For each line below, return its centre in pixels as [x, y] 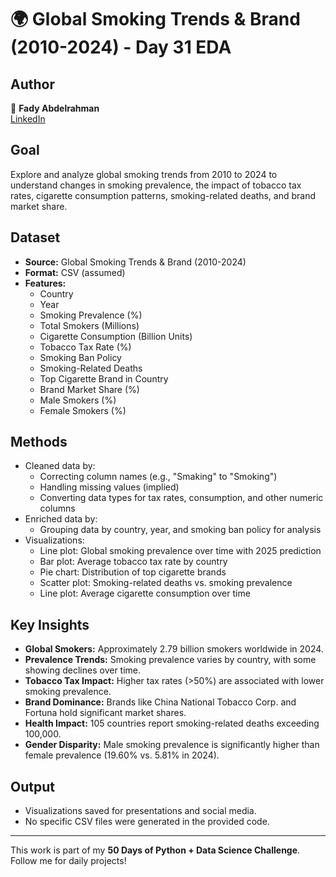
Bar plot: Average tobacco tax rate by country [133, 562]
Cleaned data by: [60, 466]
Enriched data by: [61, 519]
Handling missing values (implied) [109, 487]
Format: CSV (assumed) [75, 272]
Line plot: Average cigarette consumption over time [145, 593]
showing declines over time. [83, 670]
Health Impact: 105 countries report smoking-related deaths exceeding [172, 723]
